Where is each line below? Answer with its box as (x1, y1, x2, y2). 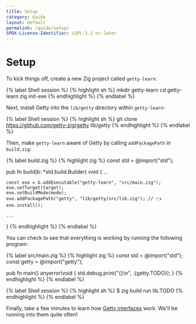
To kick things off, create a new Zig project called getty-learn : (6, 75, 157, 82)
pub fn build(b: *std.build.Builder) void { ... (6, 168, 109, 176)
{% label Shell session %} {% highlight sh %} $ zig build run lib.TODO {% (6, 287, 183, 294)
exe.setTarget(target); (6, 185, 65, 191)
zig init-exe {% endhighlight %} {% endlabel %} (19, 93, 135, 100)
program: (6, 241, 29, 248)
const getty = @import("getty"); (6, 258, 83, 265)
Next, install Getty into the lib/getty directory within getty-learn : (6, 104, 165, 112)
